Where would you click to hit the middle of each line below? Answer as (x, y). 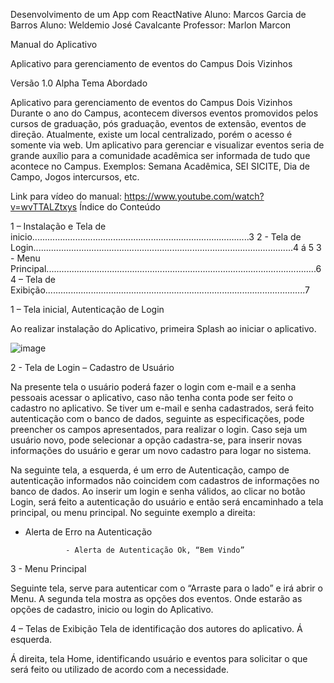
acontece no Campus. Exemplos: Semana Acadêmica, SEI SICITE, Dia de (160, 166)
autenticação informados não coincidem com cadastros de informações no (165, 480)
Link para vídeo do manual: (66, 196)
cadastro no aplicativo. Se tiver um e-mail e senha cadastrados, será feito (162, 408)
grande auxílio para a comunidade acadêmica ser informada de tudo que (160, 155)
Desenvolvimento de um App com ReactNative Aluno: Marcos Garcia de (158, 14)
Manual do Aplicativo (54, 44)
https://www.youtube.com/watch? (194, 196)
